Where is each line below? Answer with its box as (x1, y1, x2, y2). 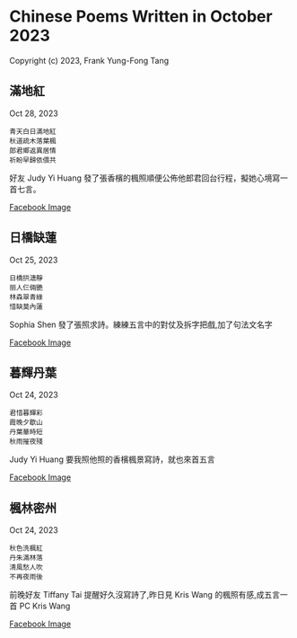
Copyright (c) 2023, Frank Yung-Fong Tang (9, 55, 170, 66)
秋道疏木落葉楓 (9, 137, 57, 146)
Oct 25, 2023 (9, 254, 58, 265)
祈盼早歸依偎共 (9, 155, 57, 164)
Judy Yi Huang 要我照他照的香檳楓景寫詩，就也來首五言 (9, 454, 215, 465)
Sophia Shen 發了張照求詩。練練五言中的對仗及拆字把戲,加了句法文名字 (9, 319, 274, 330)
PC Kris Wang (19, 600, 71, 612)
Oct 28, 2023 (9, 108, 58, 119)
